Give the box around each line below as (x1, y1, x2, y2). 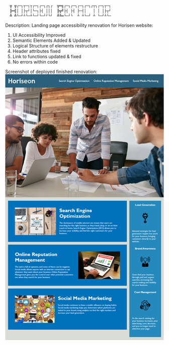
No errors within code (12, 59, 58, 65)
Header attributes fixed (12, 48, 61, 54)
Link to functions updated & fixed (12, 53, 81, 60)
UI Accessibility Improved (12, 32, 66, 38)
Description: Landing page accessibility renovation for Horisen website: (5, 22, 153, 28)
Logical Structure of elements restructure (12, 43, 98, 48)
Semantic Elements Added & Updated (12, 37, 91, 43)
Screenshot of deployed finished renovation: (5, 69, 98, 75)
